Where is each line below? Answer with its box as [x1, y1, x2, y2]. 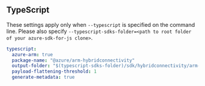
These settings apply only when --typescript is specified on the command [6, 21, 195, 28]
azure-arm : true [12, 51, 53, 57]
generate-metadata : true [12, 74, 75, 81]
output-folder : [12, 63, 51, 69]
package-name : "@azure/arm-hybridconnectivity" [12, 57, 135, 63]
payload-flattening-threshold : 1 [12, 68, 97, 75]
